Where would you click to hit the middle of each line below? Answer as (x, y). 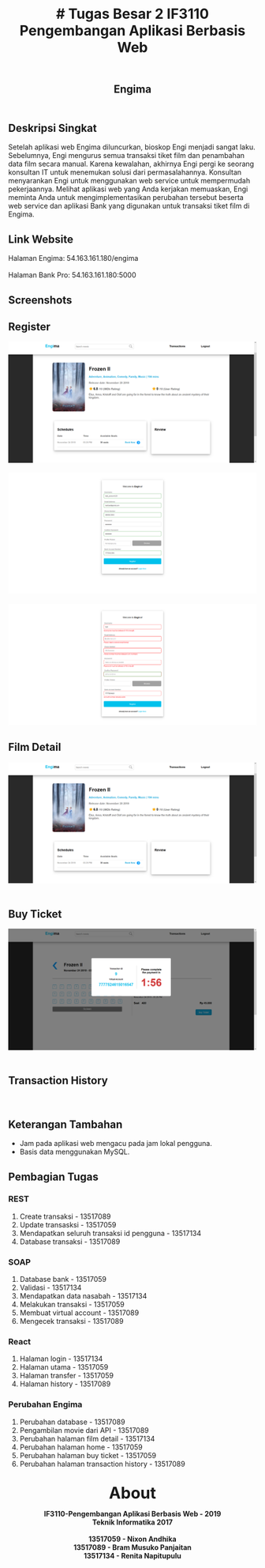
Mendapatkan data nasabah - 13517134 (83, 1296)
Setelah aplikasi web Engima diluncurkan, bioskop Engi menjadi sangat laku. (132, 147)
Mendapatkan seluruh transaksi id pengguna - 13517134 (110, 1233)
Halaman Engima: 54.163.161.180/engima (73, 258)
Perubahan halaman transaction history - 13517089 (102, 1464)
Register (30, 327)
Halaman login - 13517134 (61, 1359)
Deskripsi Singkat (52, 128)
